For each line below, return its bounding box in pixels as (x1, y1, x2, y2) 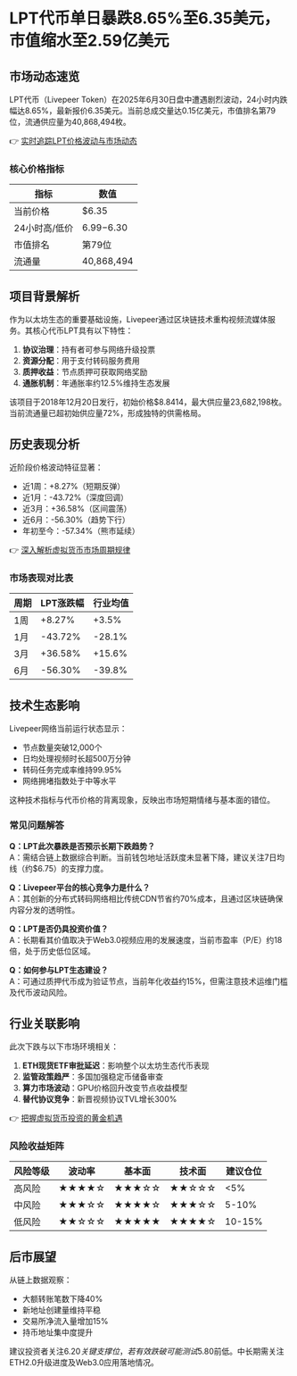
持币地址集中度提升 (21, 1327, 94, 1338)
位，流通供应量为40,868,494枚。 (9, 117, 131, 127)
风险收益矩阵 (9, 1140, 65, 1153)
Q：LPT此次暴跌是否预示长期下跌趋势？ (9, 841, 156, 852)
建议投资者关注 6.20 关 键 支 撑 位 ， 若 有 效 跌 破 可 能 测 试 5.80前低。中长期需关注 (9, 1346, 285, 1357)
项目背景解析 (9, 288, 80, 304)
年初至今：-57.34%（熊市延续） (21, 525, 140, 536)
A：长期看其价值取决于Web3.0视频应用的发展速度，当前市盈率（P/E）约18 (9, 935, 283, 946)
